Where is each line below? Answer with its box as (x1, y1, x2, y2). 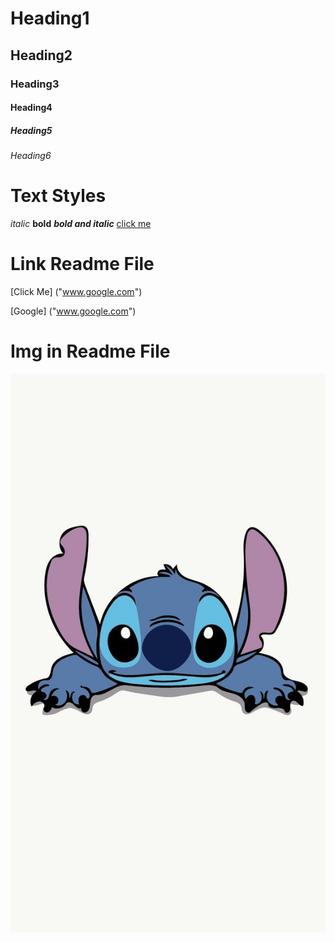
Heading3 (10, 77, 60, 91)
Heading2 (10, 47, 73, 64)
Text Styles (10, 185, 107, 207)
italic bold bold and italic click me (10, 218, 152, 229)
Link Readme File (10, 253, 155, 276)
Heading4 (10, 102, 53, 114)
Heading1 (10, 7, 90, 30)
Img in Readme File (10, 340, 171, 363)
